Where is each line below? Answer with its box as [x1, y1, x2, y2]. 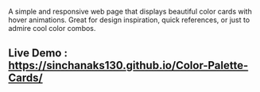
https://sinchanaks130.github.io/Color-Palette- [8, 59, 249, 72]
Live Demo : [8, 47, 68, 60]
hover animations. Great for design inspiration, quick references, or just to [8, 15, 250, 25]
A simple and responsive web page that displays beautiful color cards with [8, 7, 252, 16]
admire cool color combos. [8, 24, 96, 33]
